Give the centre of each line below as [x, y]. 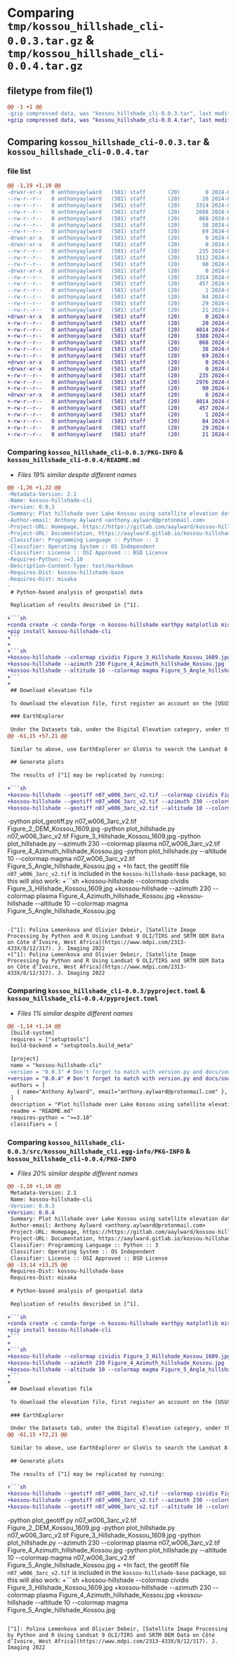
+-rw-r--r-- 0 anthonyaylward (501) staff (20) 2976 [108, 382]
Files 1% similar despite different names [75, 1013]
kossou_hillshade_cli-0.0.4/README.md [74, 460]
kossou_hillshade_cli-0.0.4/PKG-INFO [72, 1159]
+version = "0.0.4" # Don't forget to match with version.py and [105, 1078]
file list [19, 171]
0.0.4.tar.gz [45, 66]
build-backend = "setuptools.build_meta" [72, 1046]
